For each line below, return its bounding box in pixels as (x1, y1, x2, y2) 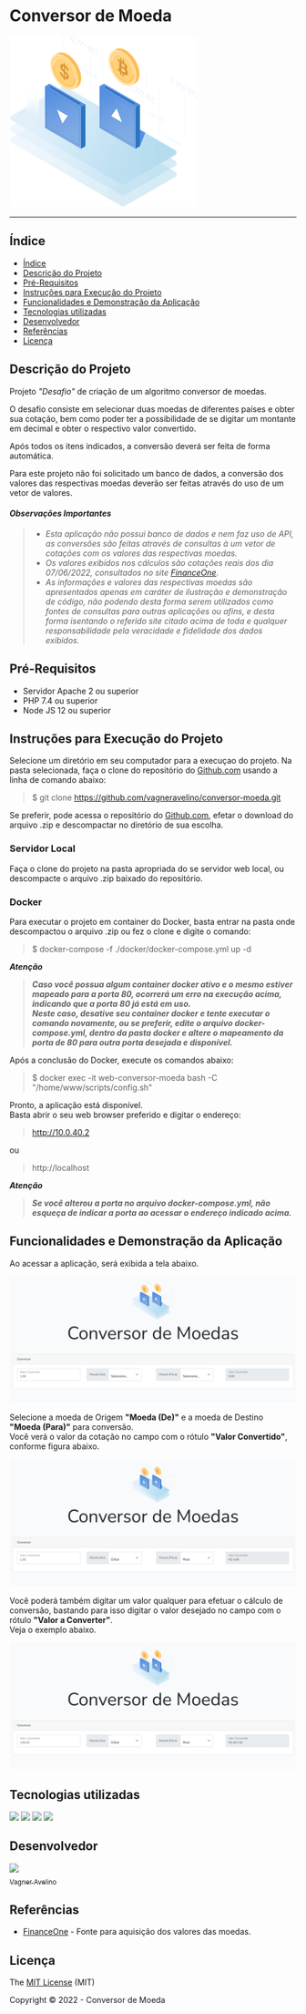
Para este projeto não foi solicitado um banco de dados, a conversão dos (9, 468, 284, 478)
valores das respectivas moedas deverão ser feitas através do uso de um (9, 478, 284, 488)
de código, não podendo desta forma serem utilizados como (45, 596, 274, 607)
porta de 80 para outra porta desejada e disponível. (31, 1036, 233, 1048)
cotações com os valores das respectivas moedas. (45, 548, 238, 559)
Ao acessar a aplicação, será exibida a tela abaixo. (9, 1258, 199, 1269)
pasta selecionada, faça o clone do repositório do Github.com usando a (9, 765, 278, 776)
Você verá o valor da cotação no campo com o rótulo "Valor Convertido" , (9, 1432, 289, 1443)
